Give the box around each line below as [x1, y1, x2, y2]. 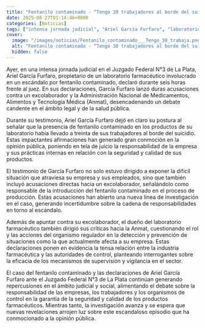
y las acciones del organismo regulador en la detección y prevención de [6, 231, 187, 239]
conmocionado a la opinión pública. [6, 315, 96, 322]
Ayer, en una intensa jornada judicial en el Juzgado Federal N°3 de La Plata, [6, 65, 196, 73]
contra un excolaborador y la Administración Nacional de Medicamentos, [6, 91, 190, 99]
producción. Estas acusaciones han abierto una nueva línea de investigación [6, 193, 199, 201]
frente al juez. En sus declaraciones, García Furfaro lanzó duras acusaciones [6, 85, 199, 92]
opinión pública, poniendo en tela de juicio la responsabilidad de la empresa [6, 142, 197, 150]
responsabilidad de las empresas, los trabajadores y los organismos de [6, 288, 185, 296]
